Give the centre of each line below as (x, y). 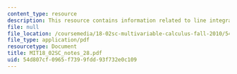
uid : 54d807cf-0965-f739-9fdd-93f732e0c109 (72, 60)
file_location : (30, 33)
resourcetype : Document (42, 47)
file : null (23, 27)
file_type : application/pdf (49, 40)
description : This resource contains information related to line (107, 20)
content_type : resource (42, 14)
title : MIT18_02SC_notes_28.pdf (55, 54)
